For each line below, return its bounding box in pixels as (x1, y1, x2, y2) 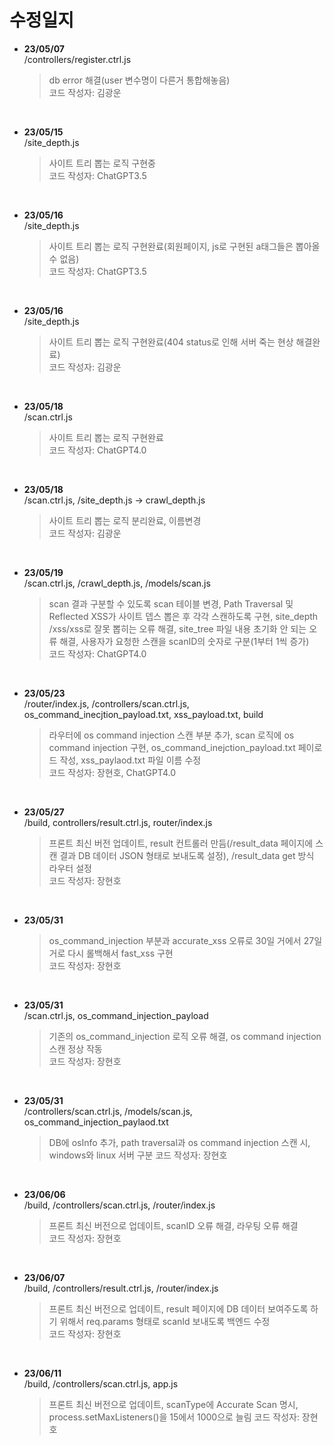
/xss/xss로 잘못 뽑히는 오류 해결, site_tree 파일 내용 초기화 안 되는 (48, 622, 307, 635)
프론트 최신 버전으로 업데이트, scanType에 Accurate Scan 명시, (48, 1398, 299, 1410)
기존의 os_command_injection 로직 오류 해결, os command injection (48, 1030, 322, 1042)
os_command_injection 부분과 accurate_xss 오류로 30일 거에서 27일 (48, 934, 323, 946)
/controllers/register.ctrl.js (23, 53, 132, 65)
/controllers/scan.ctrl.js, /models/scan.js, (23, 1105, 193, 1117)
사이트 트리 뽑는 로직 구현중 (48, 157, 156, 169)
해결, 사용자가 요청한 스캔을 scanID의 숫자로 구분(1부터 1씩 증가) (59, 635, 310, 647)
